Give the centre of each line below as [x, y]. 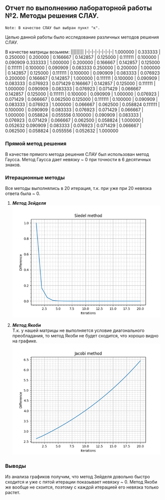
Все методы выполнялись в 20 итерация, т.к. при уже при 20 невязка [78, 188]
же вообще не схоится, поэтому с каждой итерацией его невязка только [82, 487]
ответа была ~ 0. [23, 194]
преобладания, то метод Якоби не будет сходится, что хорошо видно [85, 335]
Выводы [16, 466]
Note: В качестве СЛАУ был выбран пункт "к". [52, 28]
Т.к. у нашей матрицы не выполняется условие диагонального [78, 330]
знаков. [13, 165]
